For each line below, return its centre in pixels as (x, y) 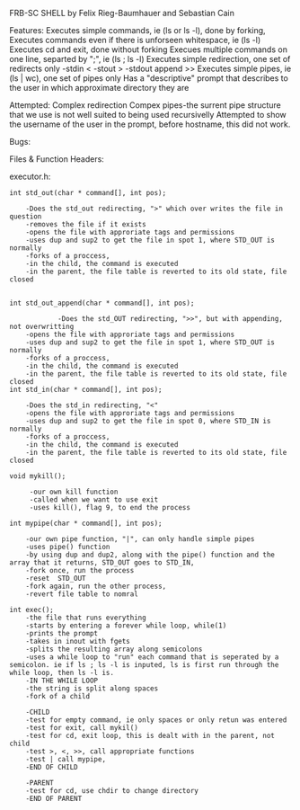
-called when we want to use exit (94, 500)
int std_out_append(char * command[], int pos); (102, 303)
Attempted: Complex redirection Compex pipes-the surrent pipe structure (145, 105)
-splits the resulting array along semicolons (114, 649)
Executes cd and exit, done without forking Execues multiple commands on (148, 49)
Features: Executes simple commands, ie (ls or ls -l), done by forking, (138, 30)
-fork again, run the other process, (96, 586)
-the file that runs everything (86, 618)
